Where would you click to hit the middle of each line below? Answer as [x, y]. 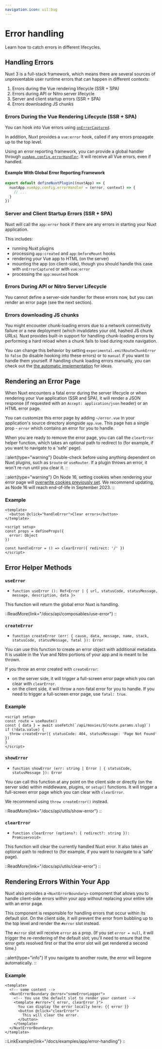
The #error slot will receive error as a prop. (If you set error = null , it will [79, 933]
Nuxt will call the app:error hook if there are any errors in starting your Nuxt [81, 224]
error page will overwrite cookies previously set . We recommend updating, [80, 482]
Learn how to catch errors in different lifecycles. [53, 47]
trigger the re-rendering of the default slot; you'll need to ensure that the [78, 938]
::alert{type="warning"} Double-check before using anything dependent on [80, 457]
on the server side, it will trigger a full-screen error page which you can [83, 679]
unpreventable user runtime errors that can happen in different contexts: [77, 79]
